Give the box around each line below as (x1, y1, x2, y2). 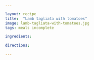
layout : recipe (5, 11, 37, 16)
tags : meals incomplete (5, 25, 54, 30)
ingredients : (5, 34, 32, 39)
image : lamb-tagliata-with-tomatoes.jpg (5, 21, 90, 26)
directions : (5, 43, 30, 48)
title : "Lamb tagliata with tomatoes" (5, 16, 88, 21)
